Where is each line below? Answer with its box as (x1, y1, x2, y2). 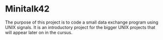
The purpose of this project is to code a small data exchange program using (5, 19, 159, 25)
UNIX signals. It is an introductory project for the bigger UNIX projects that (5, 24, 156, 30)
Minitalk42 (5, 3, 50, 14)
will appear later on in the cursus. (5, 29, 73, 35)
